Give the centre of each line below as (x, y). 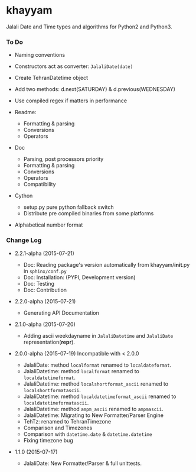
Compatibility (40, 185)
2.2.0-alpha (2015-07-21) (45, 301)
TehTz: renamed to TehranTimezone (67, 421)
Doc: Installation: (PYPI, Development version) (79, 277)
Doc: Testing (39, 283)
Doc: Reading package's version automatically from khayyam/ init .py (107, 264)
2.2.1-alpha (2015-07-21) (45, 253)
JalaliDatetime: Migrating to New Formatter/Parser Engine (94, 415)
